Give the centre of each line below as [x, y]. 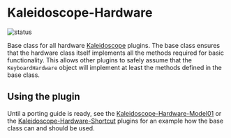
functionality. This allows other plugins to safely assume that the [99, 60]
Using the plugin [44, 97]
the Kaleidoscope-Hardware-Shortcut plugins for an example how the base [115, 121]
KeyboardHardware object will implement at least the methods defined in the [114, 67]
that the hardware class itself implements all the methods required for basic [116, 53]
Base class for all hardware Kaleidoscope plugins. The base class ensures [114, 45]
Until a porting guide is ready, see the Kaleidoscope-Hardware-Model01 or [114, 113]
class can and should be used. [51, 128]
